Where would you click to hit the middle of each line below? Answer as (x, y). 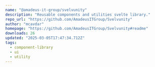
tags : (11, 43)
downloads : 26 (20, 33)
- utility (20, 57)
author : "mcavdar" (25, 24)
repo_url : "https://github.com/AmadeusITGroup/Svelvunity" (69, 19)
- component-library (31, 47)
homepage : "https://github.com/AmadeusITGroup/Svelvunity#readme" (77, 29)
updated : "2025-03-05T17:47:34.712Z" (45, 38)
